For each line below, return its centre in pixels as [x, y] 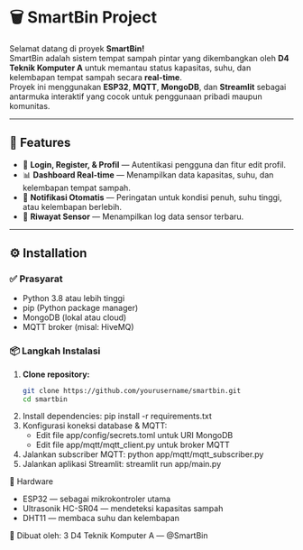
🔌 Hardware [32, 481]
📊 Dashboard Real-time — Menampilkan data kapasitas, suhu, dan [148, 174]
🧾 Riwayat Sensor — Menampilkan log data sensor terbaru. [133, 216]
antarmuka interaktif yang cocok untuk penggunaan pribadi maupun [136, 96]
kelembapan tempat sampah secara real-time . [96, 77]
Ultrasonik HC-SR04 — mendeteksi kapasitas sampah [123, 509]
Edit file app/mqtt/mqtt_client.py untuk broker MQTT [133, 445]
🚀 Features [40, 143]
